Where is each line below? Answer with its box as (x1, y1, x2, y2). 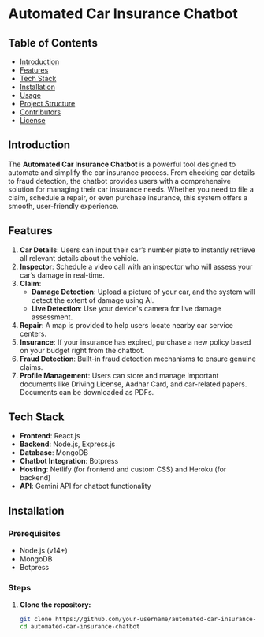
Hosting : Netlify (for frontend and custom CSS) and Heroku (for (19, 464, 227, 474)
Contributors (19, 107, 61, 117)
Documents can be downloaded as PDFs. (19, 387, 154, 397)
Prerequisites (8, 527, 61, 538)
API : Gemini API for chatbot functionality (19, 482, 151, 491)
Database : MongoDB (19, 448, 89, 457)
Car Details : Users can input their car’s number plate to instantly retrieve (19, 245, 256, 255)
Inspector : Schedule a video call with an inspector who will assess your (19, 262, 253, 271)
